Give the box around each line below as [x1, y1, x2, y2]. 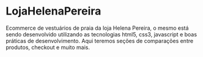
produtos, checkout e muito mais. [6, 44, 90, 51]
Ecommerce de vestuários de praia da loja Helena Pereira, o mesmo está [6, 24, 189, 32]
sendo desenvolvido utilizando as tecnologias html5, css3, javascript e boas [6, 30, 197, 38]
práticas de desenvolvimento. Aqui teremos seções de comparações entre [6, 37, 194, 44]
